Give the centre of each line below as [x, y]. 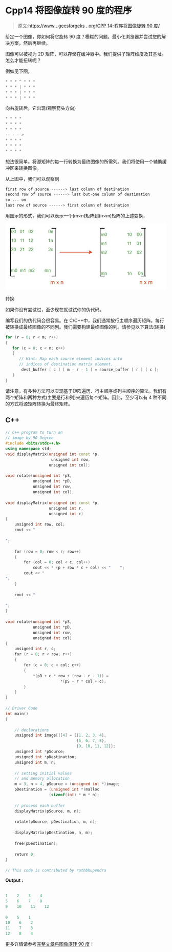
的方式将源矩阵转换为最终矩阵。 [39, 403]
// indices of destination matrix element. [66, 364]
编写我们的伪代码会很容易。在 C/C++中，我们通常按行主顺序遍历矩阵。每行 [85, 320]
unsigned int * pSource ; [40, 752]
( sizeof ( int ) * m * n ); [74, 795]
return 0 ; [25, 854]
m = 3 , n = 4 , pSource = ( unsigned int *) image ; [67, 784]
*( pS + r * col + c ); [83, 681]
